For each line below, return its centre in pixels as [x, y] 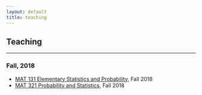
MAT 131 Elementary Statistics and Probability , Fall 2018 [84, 79]
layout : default [26, 12]
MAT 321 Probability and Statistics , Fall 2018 [70, 85]
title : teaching [26, 17]
